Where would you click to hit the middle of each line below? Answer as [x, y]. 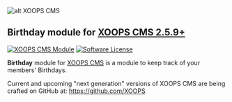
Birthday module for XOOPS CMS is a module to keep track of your [104, 62]
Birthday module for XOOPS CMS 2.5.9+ [96, 32]
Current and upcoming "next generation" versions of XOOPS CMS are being [116, 83]
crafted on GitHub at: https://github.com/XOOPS [76, 91]
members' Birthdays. [37, 70]
